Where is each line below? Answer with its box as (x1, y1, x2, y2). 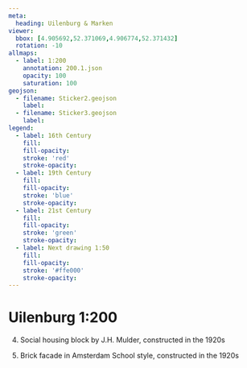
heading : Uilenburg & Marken (15, 19, 113, 27)
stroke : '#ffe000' (23, 267, 84, 275)
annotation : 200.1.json (23, 64, 103, 72)
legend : (8, 124, 35, 132)
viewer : (8, 27, 35, 35)
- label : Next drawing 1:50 (15, 244, 110, 252)
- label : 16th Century (15, 131, 92, 139)
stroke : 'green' (23, 229, 78, 238)
